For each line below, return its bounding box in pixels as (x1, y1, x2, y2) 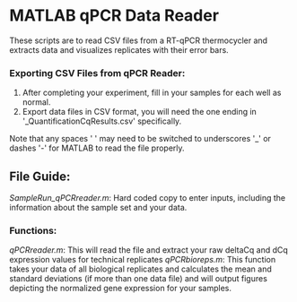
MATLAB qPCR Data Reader (9, 5, 220, 26)
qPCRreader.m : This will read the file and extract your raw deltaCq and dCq (9, 245, 289, 255)
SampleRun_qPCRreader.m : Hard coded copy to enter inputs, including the (9, 193, 285, 203)
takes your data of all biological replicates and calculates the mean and (9, 263, 272, 274)
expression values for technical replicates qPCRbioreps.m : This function (9, 255, 276, 265)
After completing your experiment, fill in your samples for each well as (22, 87, 282, 99)
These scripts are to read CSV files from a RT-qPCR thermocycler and (9, 35, 267, 46)
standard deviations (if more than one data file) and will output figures (9, 273, 267, 284)
